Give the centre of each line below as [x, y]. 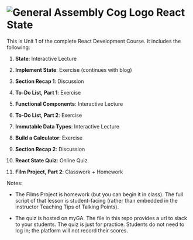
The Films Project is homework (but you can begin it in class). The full [99, 194]
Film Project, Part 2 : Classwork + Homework [69, 172]
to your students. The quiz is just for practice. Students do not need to [100, 224]
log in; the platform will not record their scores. [71, 230]
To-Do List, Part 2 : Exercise [49, 115]
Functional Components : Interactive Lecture [69, 104]
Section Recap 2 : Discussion [50, 149]
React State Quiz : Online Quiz [51, 160]
